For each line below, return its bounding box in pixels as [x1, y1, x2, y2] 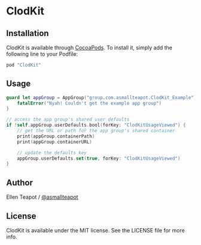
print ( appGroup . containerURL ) [17, 139, 93, 145]
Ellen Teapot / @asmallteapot [6, 193, 79, 201]
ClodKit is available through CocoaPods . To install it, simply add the [6, 44, 172, 51]
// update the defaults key [17, 150, 87, 156]
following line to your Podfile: [6, 50, 78, 58]
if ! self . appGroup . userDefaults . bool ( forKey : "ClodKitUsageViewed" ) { [6, 122, 186, 129]
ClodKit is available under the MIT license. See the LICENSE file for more [6, 226, 185, 234]
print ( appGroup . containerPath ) [17, 133, 95, 139]
